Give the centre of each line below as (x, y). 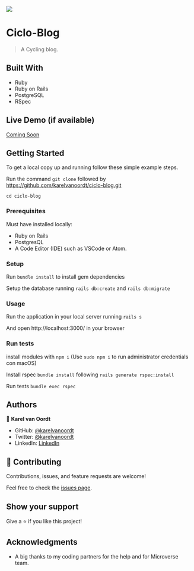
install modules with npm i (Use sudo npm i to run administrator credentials (97, 357)
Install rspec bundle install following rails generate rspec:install (90, 375)
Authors (22, 405)
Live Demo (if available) (50, 120)
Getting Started (35, 153)
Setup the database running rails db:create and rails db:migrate (88, 288)
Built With (25, 68)
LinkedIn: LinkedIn (37, 443)
